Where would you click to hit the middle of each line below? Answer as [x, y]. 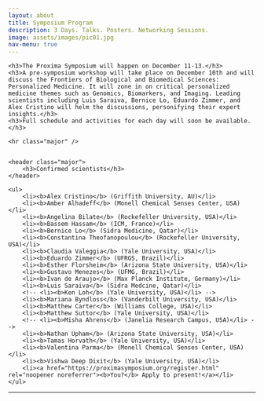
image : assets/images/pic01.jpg [61, 37]
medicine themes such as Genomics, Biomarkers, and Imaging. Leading [125, 94]
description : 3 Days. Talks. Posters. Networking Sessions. [109, 30]
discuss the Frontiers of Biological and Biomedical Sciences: [114, 80]
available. [233, 121]
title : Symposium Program [50, 23]
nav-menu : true [33, 45]
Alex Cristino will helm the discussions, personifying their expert [125, 108]
